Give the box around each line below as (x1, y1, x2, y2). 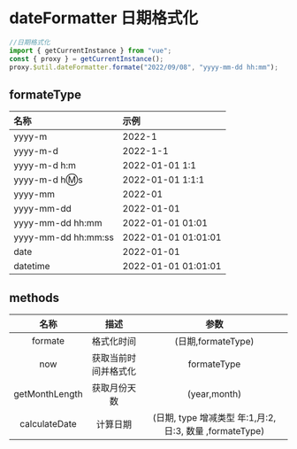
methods (9, 290, 60, 306)
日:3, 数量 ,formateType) (164, 425, 265, 437)
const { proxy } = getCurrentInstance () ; (9, 54, 164, 63)
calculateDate (19, 418, 77, 430)
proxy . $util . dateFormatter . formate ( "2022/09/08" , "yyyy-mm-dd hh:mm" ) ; (9, 63, 278, 72)
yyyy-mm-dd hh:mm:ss (13, 231, 115, 244)
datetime (13, 260, 50, 273)
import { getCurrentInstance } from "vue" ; (9, 46, 172, 55)
